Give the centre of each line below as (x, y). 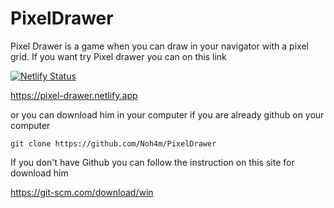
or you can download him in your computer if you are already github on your (167, 114)
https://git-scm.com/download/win (82, 192)
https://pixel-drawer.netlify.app (74, 95)
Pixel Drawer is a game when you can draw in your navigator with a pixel (159, 46)
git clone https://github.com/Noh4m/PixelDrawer (113, 143)
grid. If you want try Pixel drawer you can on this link (118, 56)
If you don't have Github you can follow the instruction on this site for (152, 162)
